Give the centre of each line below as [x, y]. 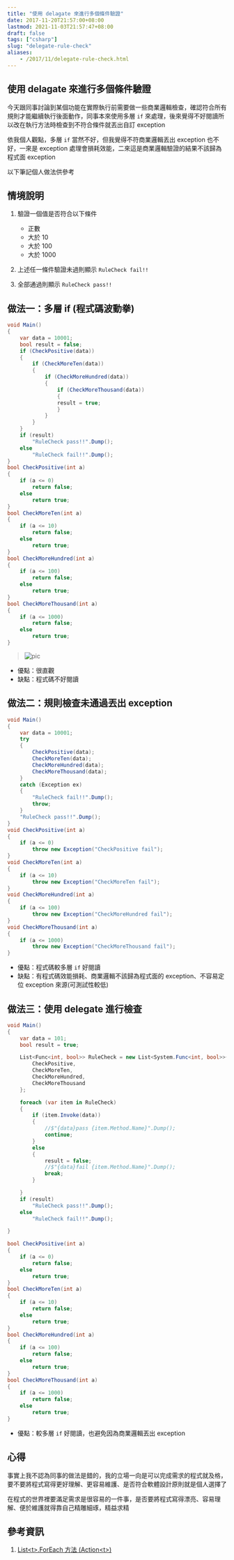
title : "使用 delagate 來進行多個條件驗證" [65, 14]
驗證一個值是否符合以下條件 [57, 214]
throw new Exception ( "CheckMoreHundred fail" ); [102, 914]
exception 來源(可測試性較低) [67, 985]
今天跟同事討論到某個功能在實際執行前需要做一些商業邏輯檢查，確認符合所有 [117, 107]
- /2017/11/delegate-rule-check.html [75, 59]
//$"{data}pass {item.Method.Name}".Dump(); [110, 1128]
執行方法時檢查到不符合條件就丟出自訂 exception [95, 124]
